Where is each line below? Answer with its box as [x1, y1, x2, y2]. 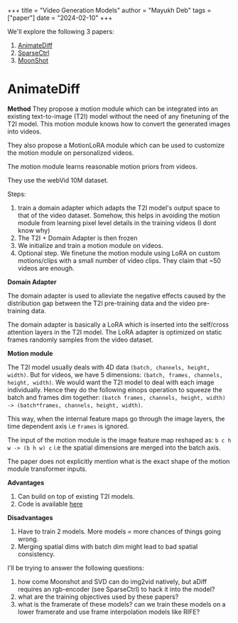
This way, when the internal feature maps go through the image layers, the [7, 414, 225, 423]
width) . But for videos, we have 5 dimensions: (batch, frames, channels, [7, 370, 223, 379]
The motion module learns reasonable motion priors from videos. [7, 162, 198, 170]
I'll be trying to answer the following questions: [7, 563, 144, 572]
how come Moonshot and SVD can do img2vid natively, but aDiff [17, 577, 207, 585]
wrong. [17, 534, 39, 543]
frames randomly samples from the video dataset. [7, 335, 154, 344]
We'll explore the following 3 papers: [7, 28, 115, 36]
